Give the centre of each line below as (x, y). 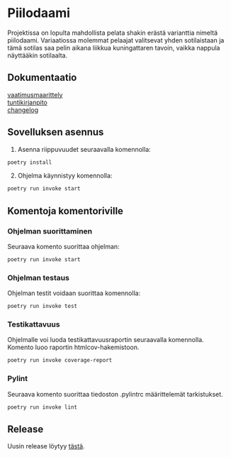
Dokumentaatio (42, 78)
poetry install (30, 162)
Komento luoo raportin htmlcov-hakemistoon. (73, 347)
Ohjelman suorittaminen (50, 231)
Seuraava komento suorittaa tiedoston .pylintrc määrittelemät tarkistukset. (115, 394)
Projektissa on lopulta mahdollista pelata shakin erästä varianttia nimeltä (113, 33)
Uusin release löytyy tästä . (46, 446)
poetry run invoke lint (43, 407)
